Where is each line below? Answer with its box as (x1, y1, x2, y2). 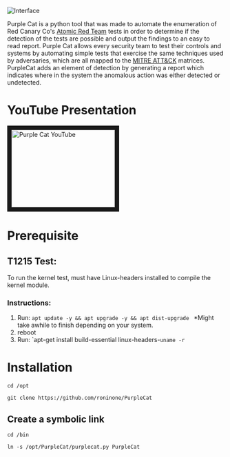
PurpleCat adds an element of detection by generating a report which (7, 64, 205, 72)
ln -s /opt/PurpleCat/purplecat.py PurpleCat (7, 443, 140, 450)
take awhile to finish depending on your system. (17, 321, 154, 330)
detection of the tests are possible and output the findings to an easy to (7, 34, 210, 43)
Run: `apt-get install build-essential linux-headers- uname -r (17, 336, 185, 344)
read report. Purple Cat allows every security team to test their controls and (7, 42, 222, 50)
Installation (7, 360, 73, 375)
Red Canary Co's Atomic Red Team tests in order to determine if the (7, 28, 200, 35)
